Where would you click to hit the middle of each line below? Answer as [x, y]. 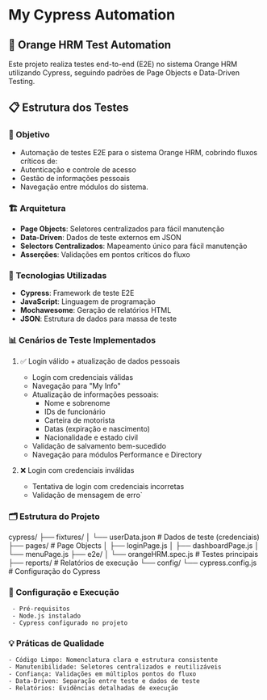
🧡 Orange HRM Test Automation [90, 45]
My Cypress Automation [92, 15]
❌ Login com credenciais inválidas [77, 470]
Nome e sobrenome [77, 403]
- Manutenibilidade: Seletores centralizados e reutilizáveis [115, 667]
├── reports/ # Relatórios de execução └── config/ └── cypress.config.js [133, 563]
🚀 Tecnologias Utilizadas [58, 275]
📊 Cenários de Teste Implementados [82, 340]
